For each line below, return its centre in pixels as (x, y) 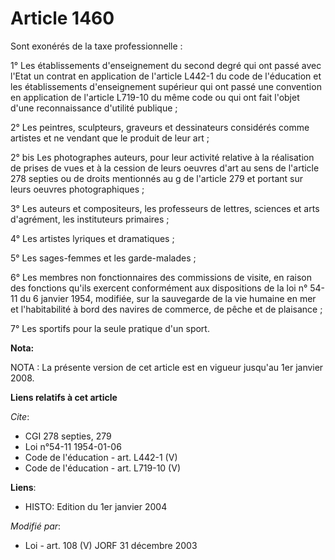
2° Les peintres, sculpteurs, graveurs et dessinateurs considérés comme (160, 127)
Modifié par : (36, 526)
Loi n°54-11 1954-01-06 (73, 446)
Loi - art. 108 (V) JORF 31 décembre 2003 (111, 545)
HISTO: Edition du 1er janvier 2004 (96, 506)
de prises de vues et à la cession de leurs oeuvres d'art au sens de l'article (165, 168)
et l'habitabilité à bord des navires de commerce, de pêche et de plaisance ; (166, 309)
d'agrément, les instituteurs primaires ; (90, 219)
